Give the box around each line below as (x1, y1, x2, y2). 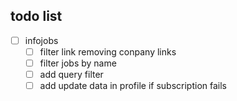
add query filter (39, 69, 104, 80)
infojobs (24, 34, 59, 46)
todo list (10, 8, 63, 25)
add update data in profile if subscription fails (39, 80, 227, 92)
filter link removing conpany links (39, 45, 177, 58)
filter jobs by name (39, 57, 117, 69)
